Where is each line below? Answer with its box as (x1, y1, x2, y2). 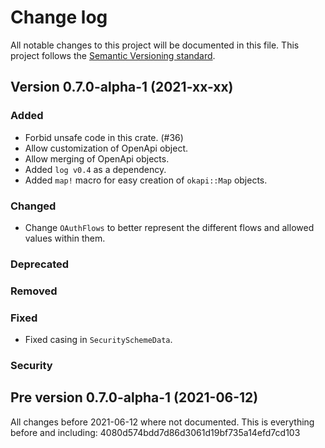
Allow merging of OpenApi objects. (24, 152, 170, 165)
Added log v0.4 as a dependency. (24, 163, 167, 175)
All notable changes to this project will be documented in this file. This (10, 39, 300, 51)
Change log (10, 6, 108, 29)
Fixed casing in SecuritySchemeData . (24, 334, 173, 346)
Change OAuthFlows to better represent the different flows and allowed (24, 221, 315, 233)
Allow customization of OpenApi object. (24, 142, 189, 154)
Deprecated (10, 257, 70, 271)
